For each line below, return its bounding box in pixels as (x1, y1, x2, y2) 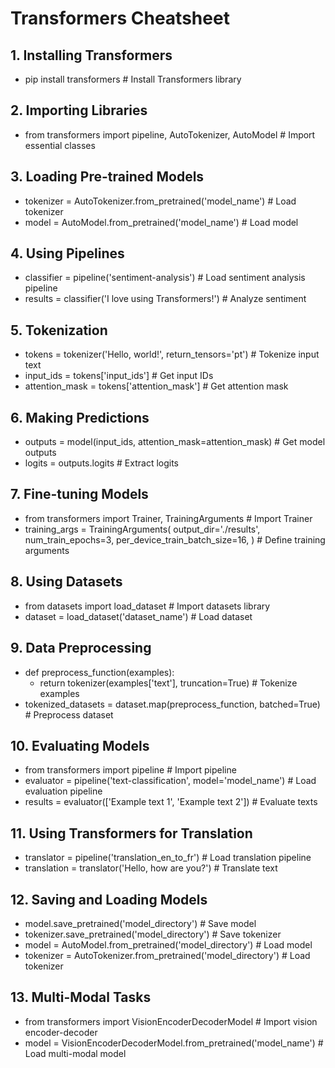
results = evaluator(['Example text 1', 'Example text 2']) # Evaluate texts (24, 796, 318, 808)
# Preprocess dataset (24, 708, 114, 721)
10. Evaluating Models (10, 737, 150, 754)
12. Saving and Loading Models (10, 891, 208, 908)
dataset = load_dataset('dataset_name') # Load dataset (24, 610, 253, 622)
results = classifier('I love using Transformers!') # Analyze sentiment (24, 293, 307, 305)
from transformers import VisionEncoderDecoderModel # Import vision (24, 1015, 318, 1027)
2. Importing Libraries (10, 102, 148, 119)
